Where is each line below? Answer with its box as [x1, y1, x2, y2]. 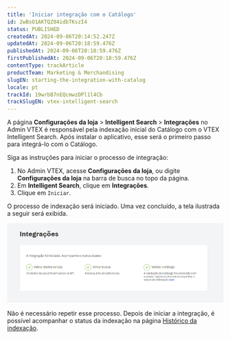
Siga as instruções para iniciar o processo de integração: [7, 154, 168, 162]
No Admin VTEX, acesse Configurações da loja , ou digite [16, 167, 181, 175]
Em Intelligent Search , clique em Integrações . [16, 181, 149, 189]
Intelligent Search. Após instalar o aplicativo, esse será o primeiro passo [7, 133, 211, 141]
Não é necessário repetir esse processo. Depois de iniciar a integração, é [7, 309, 215, 317]
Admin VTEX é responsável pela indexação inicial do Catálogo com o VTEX [7, 125, 220, 134]
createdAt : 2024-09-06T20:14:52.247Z [7, 33, 115, 40]
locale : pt [7, 83, 38, 91]
